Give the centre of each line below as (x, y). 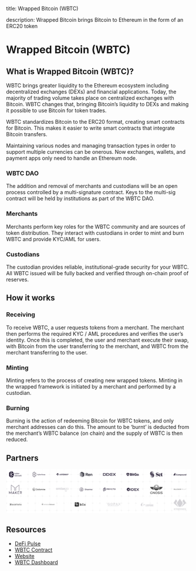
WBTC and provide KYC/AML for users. (53, 239)
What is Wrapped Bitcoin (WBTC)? (70, 71)
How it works (31, 298)
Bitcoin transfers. (27, 134)
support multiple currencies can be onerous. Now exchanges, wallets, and (96, 152)
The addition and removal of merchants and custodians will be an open (92, 186)
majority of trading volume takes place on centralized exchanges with (90, 98)
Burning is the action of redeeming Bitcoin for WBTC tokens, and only (90, 421)
